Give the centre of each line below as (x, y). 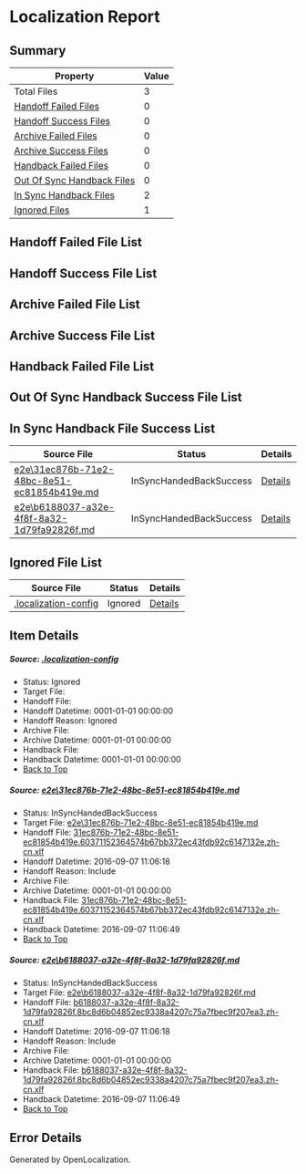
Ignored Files (42, 210)
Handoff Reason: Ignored (70, 721)
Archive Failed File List (75, 304)
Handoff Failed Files (57, 106)
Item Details (44, 636)
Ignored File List (56, 562)
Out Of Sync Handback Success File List (126, 397)
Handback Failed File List (82, 366)
